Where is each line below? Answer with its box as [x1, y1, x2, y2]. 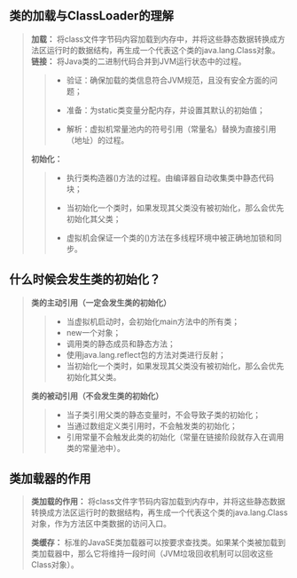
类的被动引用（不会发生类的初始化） [30, 390, 164, 401]
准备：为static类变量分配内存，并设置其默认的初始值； [66, 105, 266, 115]
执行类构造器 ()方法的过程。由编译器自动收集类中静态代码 [66, 172, 275, 183]
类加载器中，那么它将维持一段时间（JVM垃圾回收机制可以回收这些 [30, 549, 274, 559]
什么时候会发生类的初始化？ [9, 272, 161, 287]
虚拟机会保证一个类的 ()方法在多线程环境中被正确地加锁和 [66, 232, 275, 242]
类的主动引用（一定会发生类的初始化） [30, 297, 171, 308]
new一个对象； [66, 327, 121, 337]
